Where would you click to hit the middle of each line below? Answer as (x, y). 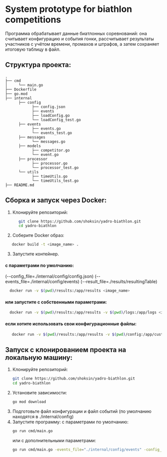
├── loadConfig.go (51, 115)
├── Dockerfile (21, 89)
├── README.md (20, 185)
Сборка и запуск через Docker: (56, 200)
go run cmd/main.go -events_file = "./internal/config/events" (77, 450)
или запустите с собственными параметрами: (56, 302)
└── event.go (45, 154)
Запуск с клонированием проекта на (66, 349)
